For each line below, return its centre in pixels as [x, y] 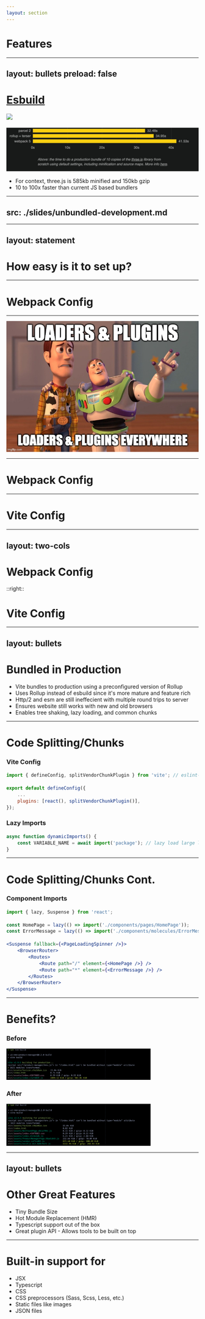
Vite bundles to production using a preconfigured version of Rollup [99, 686]
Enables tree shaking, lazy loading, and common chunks [86, 712]
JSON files [29, 1310]
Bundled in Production [64, 670]
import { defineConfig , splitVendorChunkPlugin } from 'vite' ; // [92, 775]
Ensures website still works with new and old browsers [84, 706]
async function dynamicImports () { [52, 836]
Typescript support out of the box [58, 1225]
